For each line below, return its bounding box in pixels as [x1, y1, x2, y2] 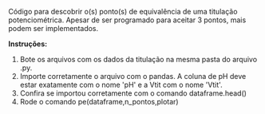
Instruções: [8, 39, 48, 49]
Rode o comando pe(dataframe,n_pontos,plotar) [19, 97, 179, 106]
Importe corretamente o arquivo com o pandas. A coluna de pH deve [19, 72, 247, 81]
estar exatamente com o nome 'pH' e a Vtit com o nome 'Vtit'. [19, 80, 223, 89]
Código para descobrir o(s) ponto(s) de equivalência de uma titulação [8, 7, 238, 16]
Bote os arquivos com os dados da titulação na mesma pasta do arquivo [19, 55, 258, 64]
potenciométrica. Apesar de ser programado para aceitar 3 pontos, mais [8, 15, 247, 25]
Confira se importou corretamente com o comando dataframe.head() [19, 88, 247, 98]
